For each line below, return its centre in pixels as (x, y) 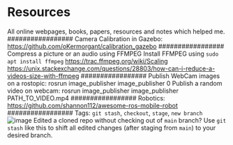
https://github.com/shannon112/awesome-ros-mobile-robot (92, 105)
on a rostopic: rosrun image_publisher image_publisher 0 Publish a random (115, 83)
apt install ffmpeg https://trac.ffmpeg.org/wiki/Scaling (88, 61)
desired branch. (30, 135)
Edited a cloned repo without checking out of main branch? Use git (130, 120)
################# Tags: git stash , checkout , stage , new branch (105, 113)
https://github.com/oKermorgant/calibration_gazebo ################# (116, 46)
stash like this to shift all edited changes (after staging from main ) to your (112, 128)
